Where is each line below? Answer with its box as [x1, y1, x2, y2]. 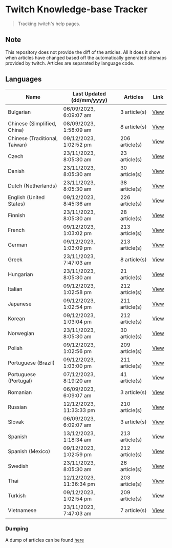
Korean [8, 315, 26, 322]
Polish [8, 344, 23, 351]
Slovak [8, 418, 25, 425]
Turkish [8, 492, 26, 499]
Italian [8, 285, 23, 292]
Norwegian [8, 329, 35, 337]
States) [8, 200, 26, 207]
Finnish [8, 211, 26, 219]
